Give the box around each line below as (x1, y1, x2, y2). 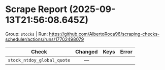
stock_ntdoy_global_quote (8, 57, 71, 63)
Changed (75, 48, 98, 55)
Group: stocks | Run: (5, 31, 48, 37)
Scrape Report (5, 4, 68, 15)
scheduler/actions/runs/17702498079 (5, 36, 84, 42)
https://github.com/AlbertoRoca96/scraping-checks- (49, 31, 160, 37)
